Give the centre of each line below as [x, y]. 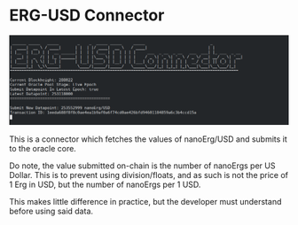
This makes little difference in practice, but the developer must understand [145, 201]
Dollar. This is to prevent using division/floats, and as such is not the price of [149, 175]
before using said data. [51, 211]
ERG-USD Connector [87, 16]
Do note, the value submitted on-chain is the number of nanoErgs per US [142, 166]
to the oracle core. [43, 148]
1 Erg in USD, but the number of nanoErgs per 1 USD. [105, 184]
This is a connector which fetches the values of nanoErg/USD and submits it [149, 139]
